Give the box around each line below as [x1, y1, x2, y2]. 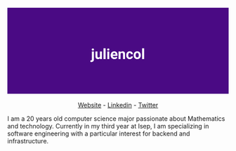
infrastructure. [7, 136, 49, 145]
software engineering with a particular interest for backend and [7, 129, 190, 138]
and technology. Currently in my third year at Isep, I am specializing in [7, 122, 209, 130]
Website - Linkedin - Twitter [77, 100, 159, 109]
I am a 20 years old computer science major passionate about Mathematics [7, 114, 225, 123]
